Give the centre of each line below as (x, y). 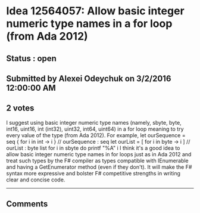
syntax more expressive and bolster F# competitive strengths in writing (93, 173)
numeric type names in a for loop (89, 24)
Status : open (31, 58)
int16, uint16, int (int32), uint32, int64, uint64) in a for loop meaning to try (95, 129)
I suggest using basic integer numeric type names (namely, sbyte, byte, (94, 122)
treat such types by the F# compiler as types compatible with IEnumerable (97, 160)
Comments (27, 204)
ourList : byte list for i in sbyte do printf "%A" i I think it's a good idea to (93, 148)
